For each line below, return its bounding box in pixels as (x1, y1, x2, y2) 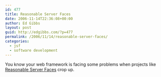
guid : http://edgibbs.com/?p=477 (5, 30, 73, 35)
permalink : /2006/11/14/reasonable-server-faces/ (5, 35, 108, 39)
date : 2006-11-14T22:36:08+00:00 (5, 16, 73, 21)
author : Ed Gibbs (5, 20, 40, 26)
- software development (9, 48, 58, 53)
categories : (5, 39, 29, 44)
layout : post (5, 25, 32, 30)
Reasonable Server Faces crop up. (5, 66, 75, 72)
